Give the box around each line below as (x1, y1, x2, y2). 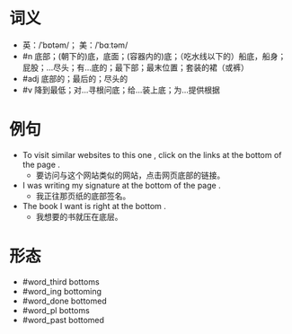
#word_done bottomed (22, 295, 107, 306)
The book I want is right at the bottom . (22, 200, 166, 211)
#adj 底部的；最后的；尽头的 (22, 73, 128, 83)
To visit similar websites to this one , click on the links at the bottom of (22, 149, 282, 160)
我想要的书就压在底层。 (35, 211, 123, 222)
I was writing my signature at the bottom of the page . (22, 180, 222, 190)
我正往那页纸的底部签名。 (35, 190, 131, 201)
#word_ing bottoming (22, 286, 102, 296)
